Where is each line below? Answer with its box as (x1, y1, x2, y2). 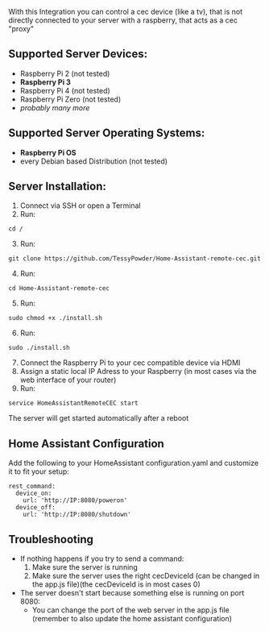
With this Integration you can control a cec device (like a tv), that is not (8, 7, 243, 16)
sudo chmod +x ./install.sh (8, 314, 103, 322)
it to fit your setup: (8, 467, 70, 476)
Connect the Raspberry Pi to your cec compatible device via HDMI (19, 358, 241, 367)
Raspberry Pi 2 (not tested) (19, 68, 110, 78)
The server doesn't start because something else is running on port (19, 588, 245, 598)
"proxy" (8, 24, 35, 33)
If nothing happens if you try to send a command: (19, 554, 184, 563)
